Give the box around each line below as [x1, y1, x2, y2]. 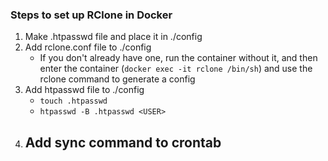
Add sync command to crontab [24, 134, 222, 151]
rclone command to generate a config [39, 73, 196, 85]
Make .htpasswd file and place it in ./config [24, 31, 203, 43]
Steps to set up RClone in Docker [10, 8, 173, 22]
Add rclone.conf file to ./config [24, 41, 152, 53]
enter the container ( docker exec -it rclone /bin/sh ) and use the [39, 63, 313, 75]
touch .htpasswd [39, 96, 108, 107]
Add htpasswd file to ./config [24, 84, 145, 96]
